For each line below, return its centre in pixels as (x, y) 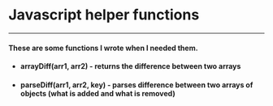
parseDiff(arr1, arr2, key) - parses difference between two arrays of (136, 85)
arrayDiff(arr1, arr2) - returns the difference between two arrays (130, 66)
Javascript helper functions (104, 15)
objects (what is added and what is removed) (98, 93)
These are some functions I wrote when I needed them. (103, 48)
